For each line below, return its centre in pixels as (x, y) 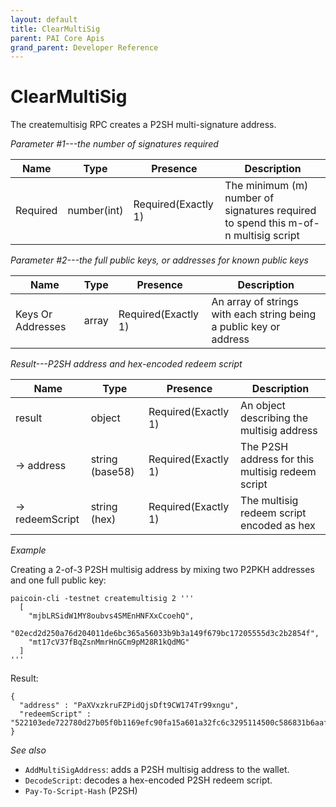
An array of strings (255, 302)
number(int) (95, 211)
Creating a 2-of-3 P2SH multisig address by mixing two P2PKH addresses (162, 570)
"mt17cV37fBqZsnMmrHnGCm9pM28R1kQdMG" (109, 642)
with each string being (264, 314)
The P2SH (264, 447)
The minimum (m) (266, 186)
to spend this (255, 223)
